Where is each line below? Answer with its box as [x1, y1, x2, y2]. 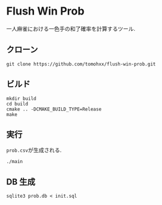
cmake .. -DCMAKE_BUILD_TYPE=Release [6, 106, 102, 112]
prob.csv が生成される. [6, 147, 62, 154]
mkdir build [6, 95, 36, 101]
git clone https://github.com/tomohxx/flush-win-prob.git [6, 61, 156, 67]
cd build [6, 101, 29, 107]
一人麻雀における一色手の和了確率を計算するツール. [6, 25, 135, 32]
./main [6, 159, 23, 165]
